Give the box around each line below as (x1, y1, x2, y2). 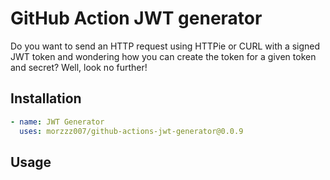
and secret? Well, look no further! (10, 61, 148, 73)
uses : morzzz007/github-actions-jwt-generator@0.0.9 (19, 126, 244, 136)
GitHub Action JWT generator (10, 7, 263, 30)
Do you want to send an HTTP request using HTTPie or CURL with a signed (10, 40, 321, 52)
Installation (10, 90, 82, 107)
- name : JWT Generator (10, 117, 105, 127)
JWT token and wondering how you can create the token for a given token (10, 50, 317, 62)
